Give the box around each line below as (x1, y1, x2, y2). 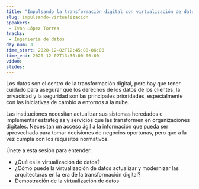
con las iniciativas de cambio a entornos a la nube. (6, 99, 130, 106)
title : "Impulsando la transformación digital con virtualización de (6, 8, 182, 15)
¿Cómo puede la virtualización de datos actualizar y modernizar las (14, 165, 179, 172)
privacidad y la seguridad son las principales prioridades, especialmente (6, 92, 183, 100)
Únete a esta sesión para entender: (6, 147, 92, 154)
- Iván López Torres (8, 25, 60, 31)
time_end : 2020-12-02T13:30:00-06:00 (6, 53, 99, 59)
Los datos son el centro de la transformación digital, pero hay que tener (6, 80, 181, 87)
